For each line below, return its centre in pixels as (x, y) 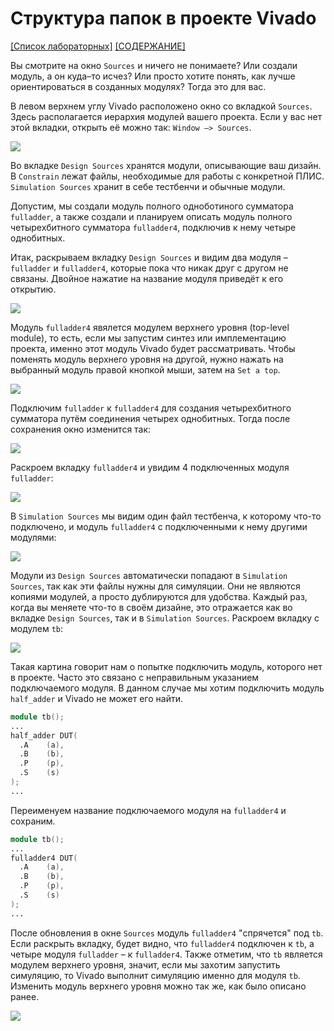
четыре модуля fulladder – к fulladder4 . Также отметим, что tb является (166, 954)
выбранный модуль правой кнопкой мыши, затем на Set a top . (145, 369)
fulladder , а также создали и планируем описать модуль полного (151, 216)
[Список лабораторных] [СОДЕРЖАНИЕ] (98, 46)
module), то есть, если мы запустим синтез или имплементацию (148, 338)
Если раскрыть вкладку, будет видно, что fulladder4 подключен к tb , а (162, 943)
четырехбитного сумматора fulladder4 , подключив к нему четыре (153, 227)
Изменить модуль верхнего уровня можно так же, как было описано (158, 986)
